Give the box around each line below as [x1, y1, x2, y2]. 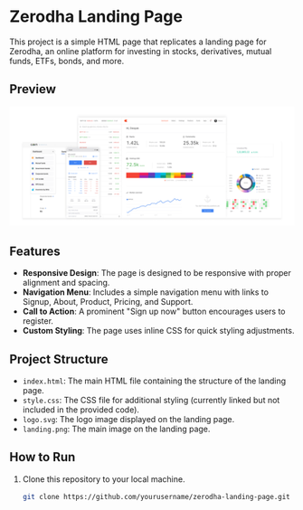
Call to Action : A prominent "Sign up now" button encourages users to [22, 306, 286, 317]
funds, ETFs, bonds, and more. [9, 55, 125, 66]
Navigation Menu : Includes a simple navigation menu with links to [22, 287, 270, 297]
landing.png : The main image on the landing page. [22, 423, 211, 435]
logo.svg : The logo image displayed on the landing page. [22, 414, 235, 425]
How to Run [9, 449, 76, 465]
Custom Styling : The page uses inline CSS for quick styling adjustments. [22, 326, 295, 336]
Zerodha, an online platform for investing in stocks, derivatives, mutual [9, 45, 272, 56]
